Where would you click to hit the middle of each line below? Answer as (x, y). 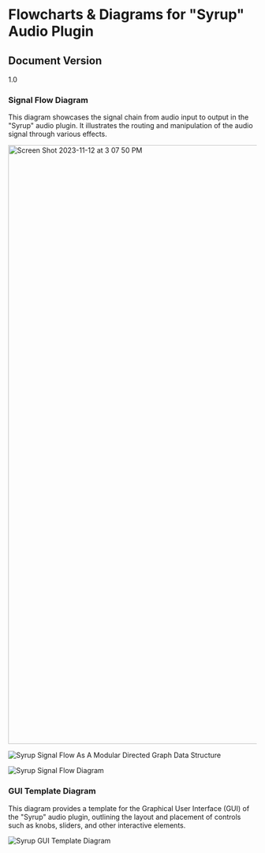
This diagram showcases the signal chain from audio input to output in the (129, 117)
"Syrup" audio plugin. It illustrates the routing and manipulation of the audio (131, 126)
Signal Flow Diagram (49, 100)
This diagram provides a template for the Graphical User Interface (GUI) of (129, 808)
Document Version (55, 61)
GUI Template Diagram (52, 791)
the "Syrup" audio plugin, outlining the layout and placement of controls (125, 817)
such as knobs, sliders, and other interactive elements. (97, 825)
